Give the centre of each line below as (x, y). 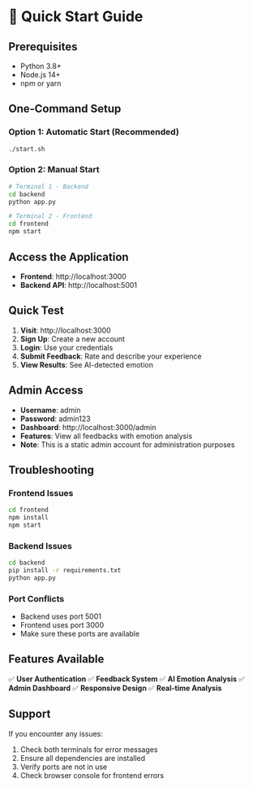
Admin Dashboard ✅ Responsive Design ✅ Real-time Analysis (115, 688)
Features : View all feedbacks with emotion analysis (106, 436)
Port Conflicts (36, 598)
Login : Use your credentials (66, 347)
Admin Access (46, 391)
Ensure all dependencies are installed (83, 758)
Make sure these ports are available (80, 634)
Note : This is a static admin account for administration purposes (127, 444)
